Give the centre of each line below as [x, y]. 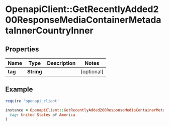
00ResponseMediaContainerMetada [83, 20]
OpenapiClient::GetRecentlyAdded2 [82, 9]
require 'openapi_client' [32, 101]
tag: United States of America [43, 115]
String [34, 72]
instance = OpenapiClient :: [35, 110]
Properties [22, 49]
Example [19, 90]
